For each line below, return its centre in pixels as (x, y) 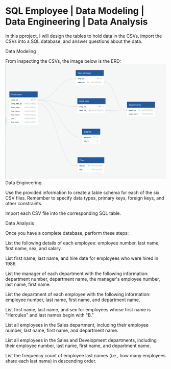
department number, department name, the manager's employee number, (83, 279)
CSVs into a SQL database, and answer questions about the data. (74, 41)
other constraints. (24, 204)
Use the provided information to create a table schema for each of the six (82, 193)
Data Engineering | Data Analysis (77, 22)
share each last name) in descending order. (51, 361)
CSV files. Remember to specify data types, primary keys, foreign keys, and (85, 198)
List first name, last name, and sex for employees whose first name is (78, 310)
